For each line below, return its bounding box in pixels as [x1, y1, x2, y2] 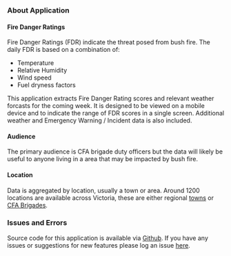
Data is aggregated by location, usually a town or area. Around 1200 [7, 186, 200, 194]
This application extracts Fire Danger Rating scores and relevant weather [7, 94, 214, 102]
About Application [7, 6, 70, 15]
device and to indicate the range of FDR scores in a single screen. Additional [7, 109, 225, 118]
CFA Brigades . [7, 201, 48, 209]
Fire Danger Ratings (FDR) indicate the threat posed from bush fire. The [7, 38, 210, 46]
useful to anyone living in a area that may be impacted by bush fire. [7, 155, 199, 163]
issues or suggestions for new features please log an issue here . [7, 241, 191, 249]
